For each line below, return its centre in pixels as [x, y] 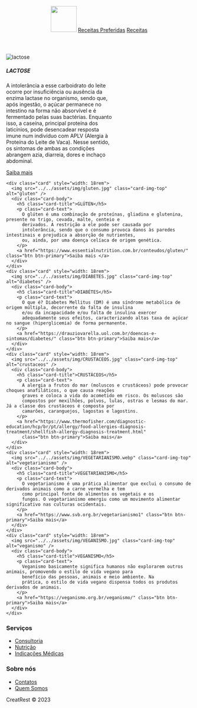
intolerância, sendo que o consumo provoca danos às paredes [98, 230]
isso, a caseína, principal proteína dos [52, 123]
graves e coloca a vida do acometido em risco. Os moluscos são [102, 395]
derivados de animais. [34, 587]
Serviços [19, 628]
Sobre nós [21, 669]
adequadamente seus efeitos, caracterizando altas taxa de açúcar [105, 318]
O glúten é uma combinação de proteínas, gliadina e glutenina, [102, 214]
